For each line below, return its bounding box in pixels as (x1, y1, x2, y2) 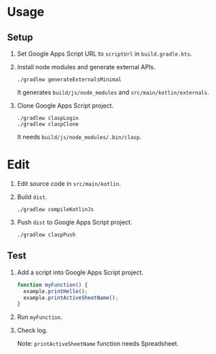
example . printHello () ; (23, 287, 88, 295)
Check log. (16, 327, 48, 335)
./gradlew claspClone (16, 121, 79, 128)
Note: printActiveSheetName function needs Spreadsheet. (16, 340, 179, 348)
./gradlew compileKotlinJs (16, 206, 94, 213)
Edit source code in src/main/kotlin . (16, 179, 121, 187)
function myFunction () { (16, 281, 88, 288)
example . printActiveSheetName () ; (23, 294, 119, 301)
